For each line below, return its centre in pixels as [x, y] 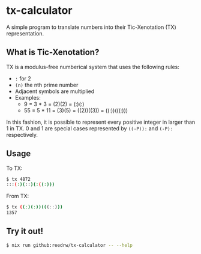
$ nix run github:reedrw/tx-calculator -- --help [70, 245]
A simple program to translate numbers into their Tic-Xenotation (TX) [91, 27]
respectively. [22, 135]
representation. [25, 33]
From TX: [18, 196]
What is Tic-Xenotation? [53, 53]
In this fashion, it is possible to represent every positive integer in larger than [101, 122]
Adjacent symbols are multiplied [55, 91]
